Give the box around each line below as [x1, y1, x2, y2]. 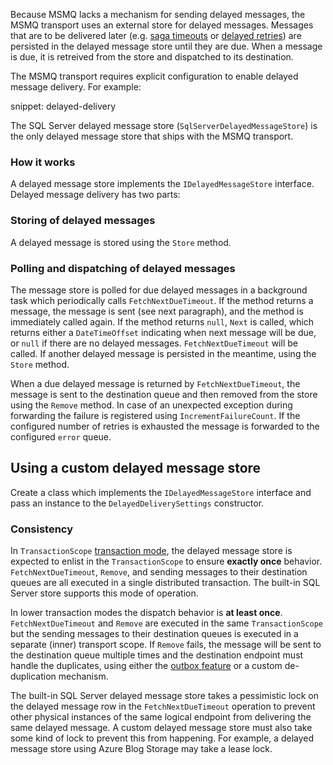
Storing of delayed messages [10, 214, 156, 228]
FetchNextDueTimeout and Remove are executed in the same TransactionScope [10, 617, 323, 629]
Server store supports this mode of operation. [10, 587, 199, 599]
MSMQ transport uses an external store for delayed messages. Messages [10, 19, 314, 31]
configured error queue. [10, 430, 112, 443]
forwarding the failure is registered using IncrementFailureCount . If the [10, 409, 301, 421]
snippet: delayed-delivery [10, 100, 117, 112]
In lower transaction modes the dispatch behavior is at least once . [10, 607, 283, 618]
